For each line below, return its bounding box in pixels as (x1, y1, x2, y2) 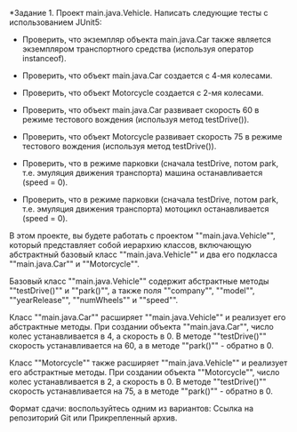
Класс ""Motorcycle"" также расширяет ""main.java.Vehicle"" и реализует (9, 357, 288, 368)
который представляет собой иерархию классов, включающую (9, 240, 252, 250)
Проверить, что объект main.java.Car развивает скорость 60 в (21, 105, 260, 115)
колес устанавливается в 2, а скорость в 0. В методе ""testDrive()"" (9, 377, 267, 387)
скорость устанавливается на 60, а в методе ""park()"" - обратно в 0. (9, 340, 274, 350)
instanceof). (21, 53, 67, 63)
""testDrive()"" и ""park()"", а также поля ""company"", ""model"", (9, 285, 255, 296)
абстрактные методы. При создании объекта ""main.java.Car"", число (9, 322, 274, 332)
